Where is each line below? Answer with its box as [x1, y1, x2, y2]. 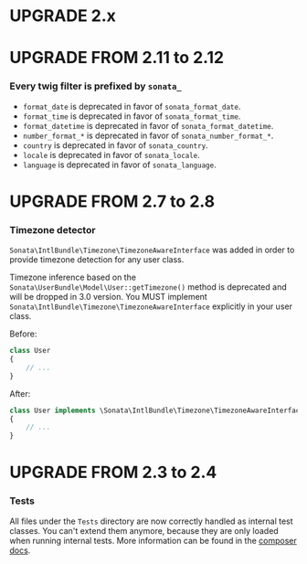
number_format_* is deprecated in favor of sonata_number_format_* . [22, 130, 274, 141]
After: [9, 388, 31, 399]
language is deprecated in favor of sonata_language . [22, 159, 217, 170]
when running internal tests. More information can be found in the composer [9, 535, 297, 546]
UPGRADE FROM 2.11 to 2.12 [9, 48, 225, 69]
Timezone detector [9, 223, 96, 236]
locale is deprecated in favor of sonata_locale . [22, 149, 201, 160]
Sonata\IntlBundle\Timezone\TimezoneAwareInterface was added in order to [9, 244, 295, 256]
